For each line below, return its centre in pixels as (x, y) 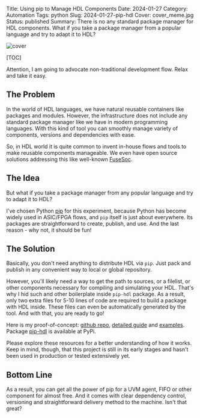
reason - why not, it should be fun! (49, 230)
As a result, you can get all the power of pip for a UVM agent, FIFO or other (99, 389)
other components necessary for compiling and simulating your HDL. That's (100, 288)
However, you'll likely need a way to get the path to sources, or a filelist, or (98, 281)
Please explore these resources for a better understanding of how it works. (99, 343)
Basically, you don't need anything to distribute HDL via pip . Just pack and (98, 263)
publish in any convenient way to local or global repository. (79, 270)
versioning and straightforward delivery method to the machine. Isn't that (97, 402)
